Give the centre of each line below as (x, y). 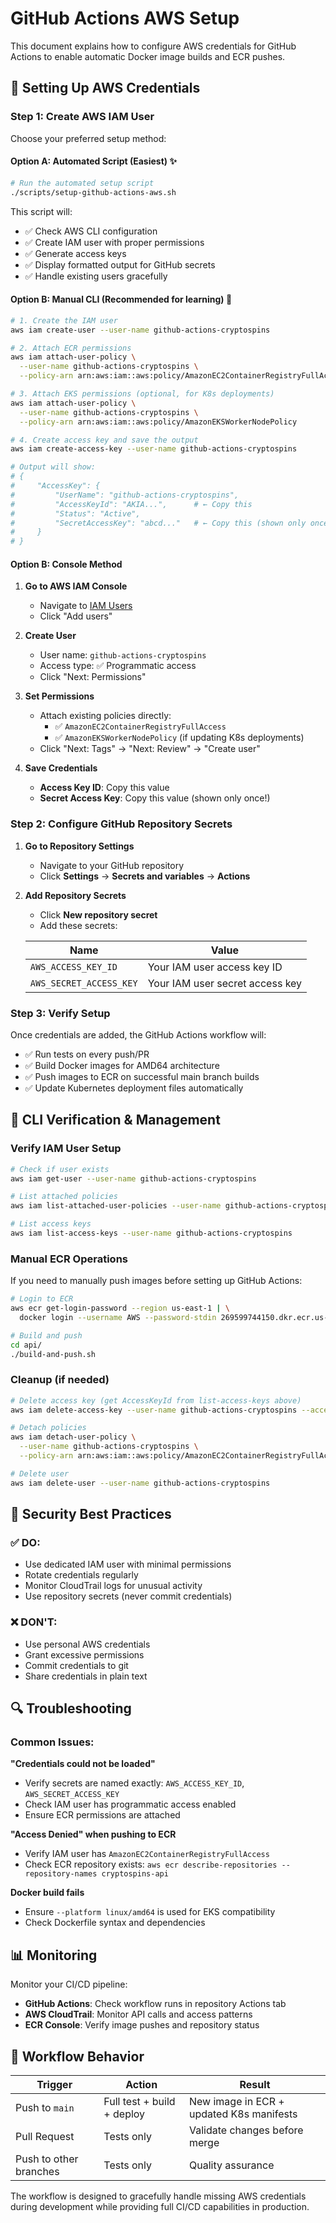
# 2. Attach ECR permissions (71, 348)
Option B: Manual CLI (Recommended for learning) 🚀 (121, 299)
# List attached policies (64, 1197)
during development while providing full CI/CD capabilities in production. (160, 2207)
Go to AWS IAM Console (76, 586)
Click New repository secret (98, 914)
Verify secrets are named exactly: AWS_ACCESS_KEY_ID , (134, 1783)
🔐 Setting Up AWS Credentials (105, 88)
